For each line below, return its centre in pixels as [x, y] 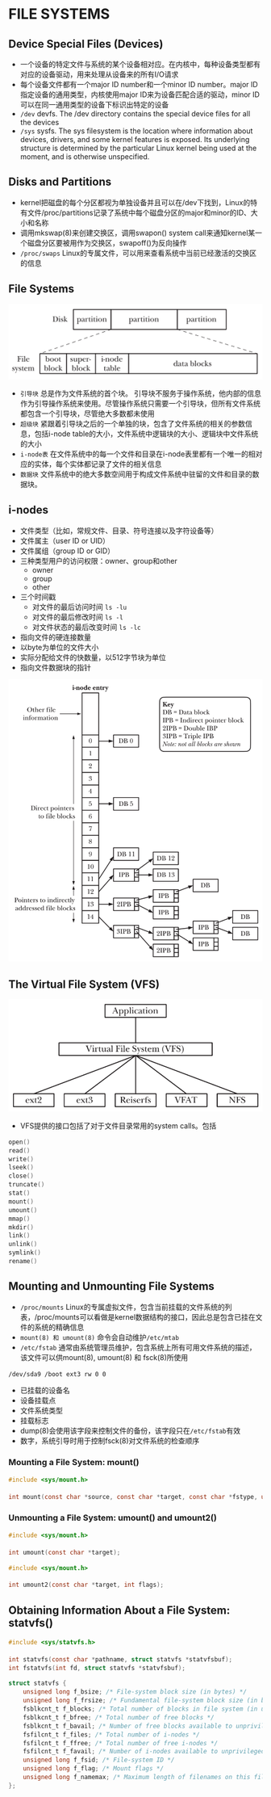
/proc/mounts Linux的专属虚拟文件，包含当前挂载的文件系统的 [123, 1307]
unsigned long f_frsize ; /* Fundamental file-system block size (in [140, 1701]
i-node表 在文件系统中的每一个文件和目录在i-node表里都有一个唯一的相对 [141, 454]
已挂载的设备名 [45, 1390]
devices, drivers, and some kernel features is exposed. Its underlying [135, 139]
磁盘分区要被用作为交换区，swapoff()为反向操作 [107, 242]
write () [21, 1159]
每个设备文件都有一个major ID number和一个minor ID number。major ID [139, 84]
